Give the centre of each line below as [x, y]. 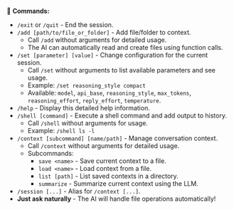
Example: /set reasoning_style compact [87, 85]
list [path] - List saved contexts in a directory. [108, 176]
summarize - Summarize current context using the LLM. [118, 184]
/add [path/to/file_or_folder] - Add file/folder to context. [104, 32]
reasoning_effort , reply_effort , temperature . [94, 100]
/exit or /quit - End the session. [65, 25]
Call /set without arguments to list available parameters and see [122, 70]
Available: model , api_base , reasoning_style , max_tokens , [109, 93]
